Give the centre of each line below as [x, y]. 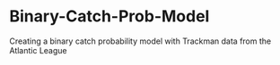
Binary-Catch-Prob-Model [109, 16]
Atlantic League [38, 50]
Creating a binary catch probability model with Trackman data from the [140, 41]
